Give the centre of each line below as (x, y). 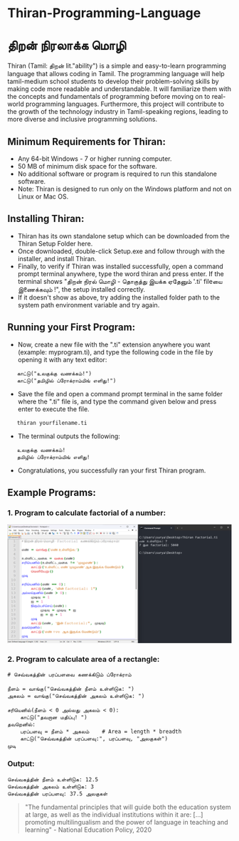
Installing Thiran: (46, 219)
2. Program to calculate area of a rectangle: (84, 659)
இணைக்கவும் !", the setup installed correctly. (81, 289)
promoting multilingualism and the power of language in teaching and (127, 822)
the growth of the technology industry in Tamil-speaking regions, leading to (118, 112)
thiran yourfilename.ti (52, 423)
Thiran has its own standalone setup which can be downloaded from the (123, 236)
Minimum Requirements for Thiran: (86, 141)
